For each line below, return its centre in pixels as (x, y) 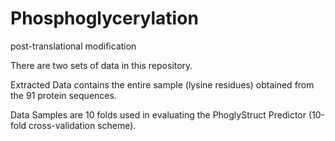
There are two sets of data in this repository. (101, 65)
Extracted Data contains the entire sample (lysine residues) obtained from (162, 84)
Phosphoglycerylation (104, 18)
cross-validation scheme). (82, 125)
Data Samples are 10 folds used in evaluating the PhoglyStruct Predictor (158, 114)
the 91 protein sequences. (63, 95)
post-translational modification (73, 46)
